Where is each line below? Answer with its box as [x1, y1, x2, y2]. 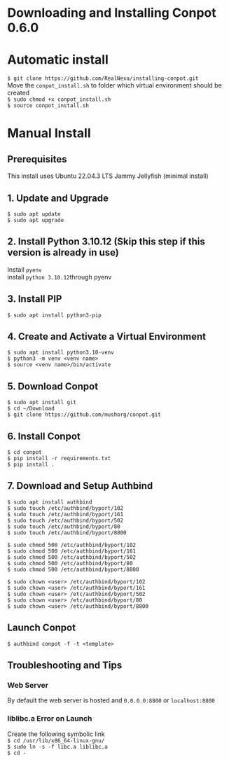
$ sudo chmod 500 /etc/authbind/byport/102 [7, 541, 137, 548]
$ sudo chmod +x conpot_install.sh [7, 96, 111, 103]
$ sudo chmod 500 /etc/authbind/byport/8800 [7, 566, 139, 573]
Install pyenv [7, 265, 42, 274]
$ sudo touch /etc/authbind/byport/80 [7, 523, 120, 530]
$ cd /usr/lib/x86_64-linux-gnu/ [7, 737, 105, 744]
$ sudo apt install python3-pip [7, 312, 102, 319]
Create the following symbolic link [7, 730, 105, 738]
